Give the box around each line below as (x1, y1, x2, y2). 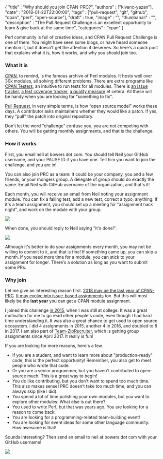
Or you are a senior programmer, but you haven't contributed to (12, 367, 139, 373)
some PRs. (5, 264, 27, 270)
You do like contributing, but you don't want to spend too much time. (12, 378, 149, 384)
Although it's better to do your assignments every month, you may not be (5, 244, 151, 249)
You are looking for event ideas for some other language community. (12, 419, 149, 425)
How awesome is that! (12, 424, 57, 430)
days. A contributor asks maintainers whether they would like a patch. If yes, (5, 108, 158, 114)
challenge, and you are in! (5, 162, 57, 168)
